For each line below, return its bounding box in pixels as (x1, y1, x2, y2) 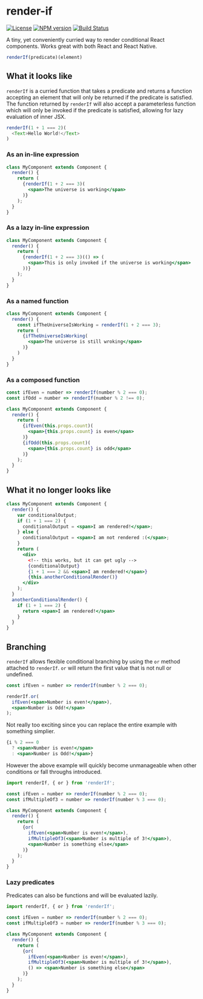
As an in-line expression (6, 150, 79, 159)
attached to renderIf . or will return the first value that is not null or (6, 664, 171, 671)
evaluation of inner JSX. (6, 113, 66, 120)
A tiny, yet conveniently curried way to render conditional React (6, 36, 165, 43)
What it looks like (6, 71, 73, 81)
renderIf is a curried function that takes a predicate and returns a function (6, 87, 192, 95)
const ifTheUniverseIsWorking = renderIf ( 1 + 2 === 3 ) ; (17, 321, 162, 328)
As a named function (6, 297, 69, 305)
